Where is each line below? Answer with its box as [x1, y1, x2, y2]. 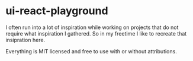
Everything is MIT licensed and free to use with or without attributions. [5, 47, 177, 54]
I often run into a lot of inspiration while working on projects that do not [5, 24, 179, 31]
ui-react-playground [5, 4, 108, 18]
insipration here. [5, 36, 46, 43]
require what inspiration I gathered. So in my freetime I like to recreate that [5, 30, 187, 37]
